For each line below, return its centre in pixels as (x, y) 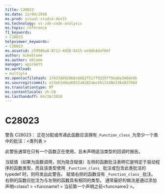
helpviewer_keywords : (27, 42)
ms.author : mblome (24, 60)
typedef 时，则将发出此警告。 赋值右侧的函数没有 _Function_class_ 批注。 (80, 174)
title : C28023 (20, 10)
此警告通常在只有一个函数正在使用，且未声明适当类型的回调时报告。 (74, 152)
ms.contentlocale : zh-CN (30, 92)
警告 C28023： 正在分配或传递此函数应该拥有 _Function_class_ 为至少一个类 (82, 135)
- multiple (16, 74)
